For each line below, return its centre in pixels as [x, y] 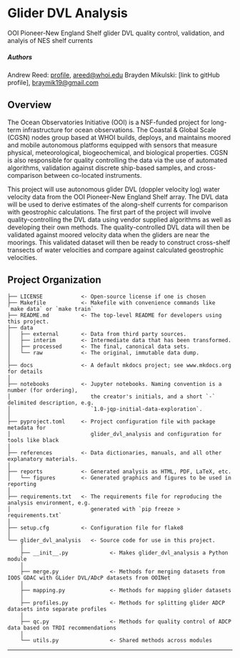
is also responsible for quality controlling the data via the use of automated [117, 160]
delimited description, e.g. [51, 403]
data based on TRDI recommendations [62, 628]
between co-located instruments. [93, 175]
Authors [20, 57]
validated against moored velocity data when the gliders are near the [109, 234]
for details [25, 372]
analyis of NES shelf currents [50, 40]
